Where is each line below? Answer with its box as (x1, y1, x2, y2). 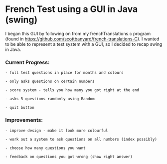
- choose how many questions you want (5, 146, 86, 151)
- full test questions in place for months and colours (5, 70, 124, 75)
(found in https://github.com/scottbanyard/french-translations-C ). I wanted (5, 36, 160, 42)
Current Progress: (5, 59, 50, 66)
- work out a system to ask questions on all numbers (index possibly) (5, 137, 157, 142)
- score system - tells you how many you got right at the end (5, 88, 140, 93)
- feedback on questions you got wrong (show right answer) (5, 154, 133, 159)
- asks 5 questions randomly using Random (5, 96, 95, 102)
